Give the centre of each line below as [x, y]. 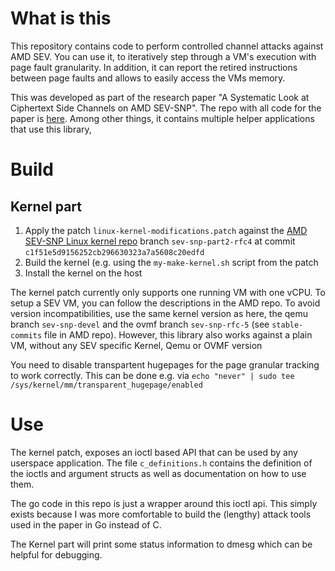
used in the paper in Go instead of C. [86, 524]
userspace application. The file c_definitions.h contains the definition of [161, 463]
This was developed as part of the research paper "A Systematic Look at [160, 97]
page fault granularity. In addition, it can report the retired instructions [154, 67]
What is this [61, 18]
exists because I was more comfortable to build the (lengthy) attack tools [161, 514]
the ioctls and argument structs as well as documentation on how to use [158, 473]
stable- [287, 325]
